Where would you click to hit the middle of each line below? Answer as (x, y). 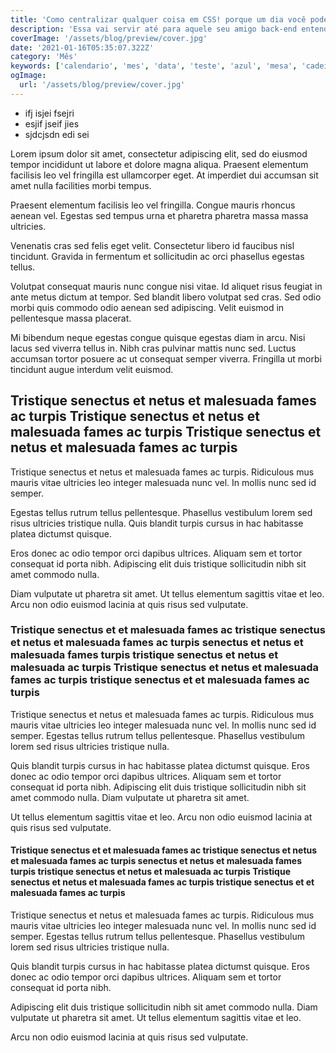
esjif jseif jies (52, 123)
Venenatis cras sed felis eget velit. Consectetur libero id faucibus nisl (152, 245)
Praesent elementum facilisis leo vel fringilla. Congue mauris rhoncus (153, 205)
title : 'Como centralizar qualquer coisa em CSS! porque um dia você (158, 19)
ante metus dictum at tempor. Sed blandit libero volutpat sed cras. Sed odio (166, 297)
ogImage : (28, 76)
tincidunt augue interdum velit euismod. (92, 369)
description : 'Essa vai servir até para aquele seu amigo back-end (154, 29)
